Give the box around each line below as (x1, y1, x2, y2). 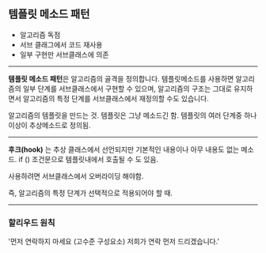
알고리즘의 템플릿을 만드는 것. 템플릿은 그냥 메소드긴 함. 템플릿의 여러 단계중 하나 (8, 110, 257, 120)
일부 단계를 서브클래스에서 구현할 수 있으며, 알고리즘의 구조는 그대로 (22, 84, 232, 93)
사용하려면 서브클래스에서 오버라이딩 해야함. (8, 171, 144, 180)
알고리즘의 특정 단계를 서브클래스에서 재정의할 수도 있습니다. (22, 93, 210, 103)
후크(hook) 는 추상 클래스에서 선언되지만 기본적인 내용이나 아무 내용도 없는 (8, 145, 240, 154)
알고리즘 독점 (19, 30, 61, 40)
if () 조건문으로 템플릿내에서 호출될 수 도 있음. (18, 154, 159, 164)
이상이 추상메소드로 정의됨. (8, 120, 91, 130)
